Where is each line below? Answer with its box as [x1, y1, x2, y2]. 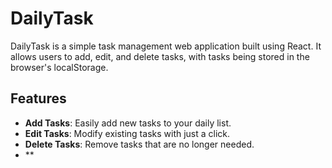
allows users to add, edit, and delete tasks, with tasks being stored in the [10, 50, 310, 62]
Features [10, 90, 67, 107]
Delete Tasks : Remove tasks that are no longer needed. [24, 138, 255, 150]
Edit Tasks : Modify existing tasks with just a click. [24, 127, 231, 139]
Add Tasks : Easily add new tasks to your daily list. [24, 117, 232, 129]
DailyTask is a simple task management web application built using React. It [10, 40, 322, 52]
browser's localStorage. [10, 61, 109, 73]
